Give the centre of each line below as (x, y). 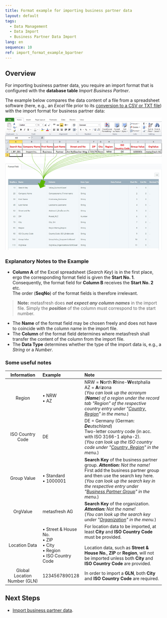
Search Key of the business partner (121, 459)
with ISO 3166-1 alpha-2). (112, 437)
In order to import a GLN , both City (120, 573)
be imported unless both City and (119, 558)
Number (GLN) (23, 581)
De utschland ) (98, 426)
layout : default (22, 16)
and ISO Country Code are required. (122, 578)
